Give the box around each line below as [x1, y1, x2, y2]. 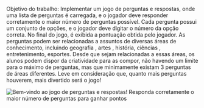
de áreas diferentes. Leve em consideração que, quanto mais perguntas [6, 70, 187, 77]
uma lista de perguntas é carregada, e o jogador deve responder [6, 12, 169, 19]
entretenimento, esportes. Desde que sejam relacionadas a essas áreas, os [6, 51, 195, 57]
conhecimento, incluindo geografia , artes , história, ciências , [6, 44, 161, 51]
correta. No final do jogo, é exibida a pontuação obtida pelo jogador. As [6, 31, 186, 38]
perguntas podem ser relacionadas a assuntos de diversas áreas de [6, 38, 177, 45]
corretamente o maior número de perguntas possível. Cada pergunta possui [6, 18, 197, 25]
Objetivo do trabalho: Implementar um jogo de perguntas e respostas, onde [6, 5, 195, 12]
